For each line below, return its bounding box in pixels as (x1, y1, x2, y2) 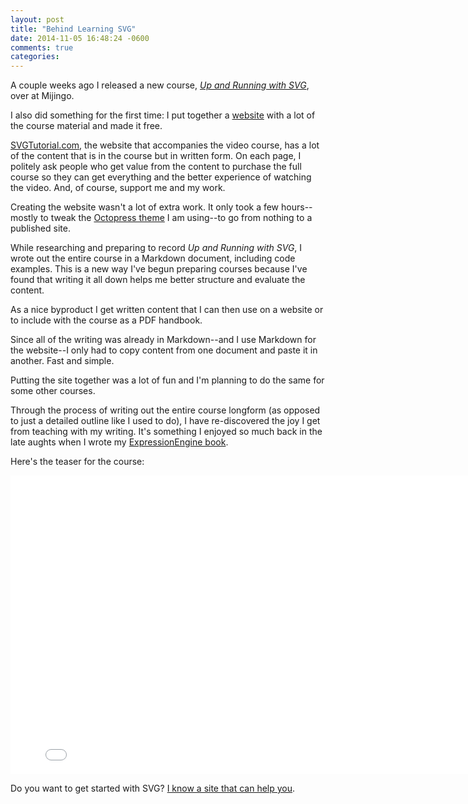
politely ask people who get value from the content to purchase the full (10, 161, 302, 173)
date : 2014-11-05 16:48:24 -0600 (10, 33, 150, 43)
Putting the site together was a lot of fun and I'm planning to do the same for (10, 374, 325, 386)
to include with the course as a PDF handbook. (10, 314, 203, 326)
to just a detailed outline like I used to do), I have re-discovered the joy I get (10, 415, 321, 427)
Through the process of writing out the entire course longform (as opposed (10, 404, 321, 416)
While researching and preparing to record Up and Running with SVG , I (10, 242, 303, 254)
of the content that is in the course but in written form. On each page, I (10, 150, 302, 162)
